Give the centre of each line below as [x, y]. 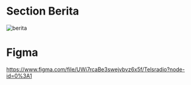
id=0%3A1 [19, 76]
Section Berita [43, 11]
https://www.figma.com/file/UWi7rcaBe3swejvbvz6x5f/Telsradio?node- [95, 69]
